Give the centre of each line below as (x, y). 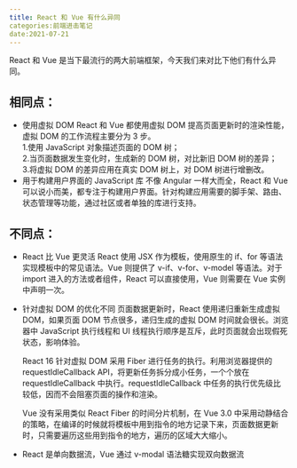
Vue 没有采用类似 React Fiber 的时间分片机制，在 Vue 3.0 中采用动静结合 (155, 413)
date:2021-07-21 (39, 34)
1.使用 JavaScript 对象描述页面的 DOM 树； (101, 147)
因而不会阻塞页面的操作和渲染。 (104, 394)
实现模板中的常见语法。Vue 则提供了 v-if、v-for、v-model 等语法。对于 (152, 268)
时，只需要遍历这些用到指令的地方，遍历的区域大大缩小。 (127, 435)
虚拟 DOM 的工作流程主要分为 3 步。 (89, 136)
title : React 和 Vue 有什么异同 (65, 17)
